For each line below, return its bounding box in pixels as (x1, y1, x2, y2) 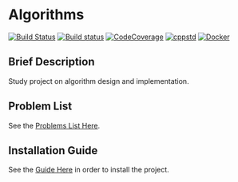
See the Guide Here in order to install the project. (8, 165, 169, 175)
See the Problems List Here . (8, 121, 101, 130)
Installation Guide (8, 144, 98, 157)
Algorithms (8, 6, 85, 24)
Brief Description (8, 55, 95, 69)
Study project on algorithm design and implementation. (8, 76, 189, 85)
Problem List (8, 100, 73, 113)
